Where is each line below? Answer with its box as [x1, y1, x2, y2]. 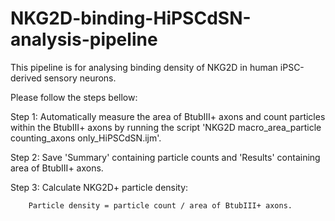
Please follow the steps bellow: [10, 91, 138, 103]
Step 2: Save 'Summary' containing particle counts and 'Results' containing [10, 151, 321, 163]
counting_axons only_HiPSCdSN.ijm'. [10, 132, 162, 144]
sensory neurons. [43, 72, 117, 84]
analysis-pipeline [10, 28, 158, 51]
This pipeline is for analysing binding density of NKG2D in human [10, 61, 278, 73]
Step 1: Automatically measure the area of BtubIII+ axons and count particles [10, 110, 326, 122]
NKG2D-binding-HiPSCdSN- [10, 7, 252, 30]
